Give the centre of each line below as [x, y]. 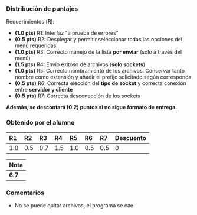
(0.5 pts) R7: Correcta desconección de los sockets [77, 96]
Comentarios [25, 193]
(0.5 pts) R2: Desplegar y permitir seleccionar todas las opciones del [98, 40]
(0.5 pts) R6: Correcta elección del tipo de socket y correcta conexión [101, 83]
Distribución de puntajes [42, 9]
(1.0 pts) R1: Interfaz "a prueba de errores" [67, 33]
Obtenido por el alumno [40, 123]
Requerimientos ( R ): [30, 22]
